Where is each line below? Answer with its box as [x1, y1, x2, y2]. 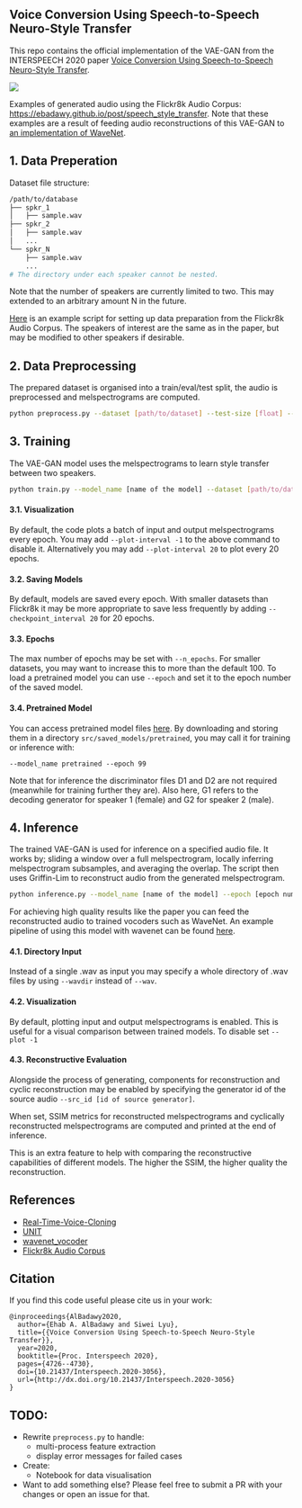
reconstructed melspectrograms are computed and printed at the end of [9, 1120, 277, 1131]
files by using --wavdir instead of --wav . [9, 975, 157, 986]
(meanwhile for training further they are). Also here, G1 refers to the [9, 785, 259, 795]
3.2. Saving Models [9, 573, 84, 584]
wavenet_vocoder [22, 1235, 88, 1246]
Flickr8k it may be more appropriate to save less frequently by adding [9, 603, 267, 615]
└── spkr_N [9, 245, 50, 254]
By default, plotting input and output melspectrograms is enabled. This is [9, 1016, 279, 1027]
